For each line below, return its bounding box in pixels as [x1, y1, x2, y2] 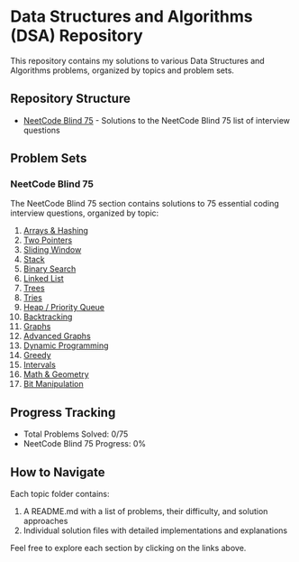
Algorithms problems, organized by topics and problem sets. [10, 65, 235, 76]
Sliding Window [23, 244, 82, 255]
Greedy [23, 350, 52, 361]
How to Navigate [10, 465, 106, 480]
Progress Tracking [10, 404, 116, 420]
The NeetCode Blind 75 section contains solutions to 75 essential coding [10, 198, 280, 209]
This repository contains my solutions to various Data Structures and [10, 55, 265, 66]
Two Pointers [23, 235, 73, 245]
